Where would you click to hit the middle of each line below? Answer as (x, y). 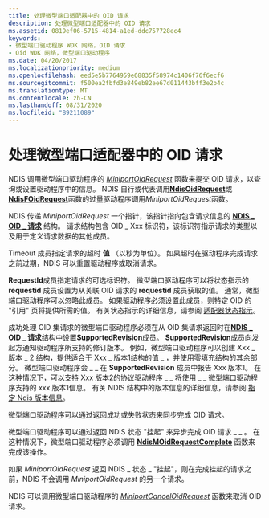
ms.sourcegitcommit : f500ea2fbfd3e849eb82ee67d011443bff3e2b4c (116, 83)
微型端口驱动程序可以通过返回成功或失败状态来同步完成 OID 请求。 (118, 414)
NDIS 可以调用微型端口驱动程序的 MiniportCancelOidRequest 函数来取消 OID (135, 496)
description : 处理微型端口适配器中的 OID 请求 (79, 23)
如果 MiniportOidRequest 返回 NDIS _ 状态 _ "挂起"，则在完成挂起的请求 (126, 469)
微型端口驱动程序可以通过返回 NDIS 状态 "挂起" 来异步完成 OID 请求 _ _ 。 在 (134, 431)
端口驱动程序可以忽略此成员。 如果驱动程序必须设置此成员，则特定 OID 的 (130, 300)
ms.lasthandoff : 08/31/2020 (55, 105)
